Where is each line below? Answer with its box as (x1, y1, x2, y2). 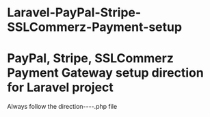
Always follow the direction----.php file (7, 103, 118, 111)
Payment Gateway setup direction (7, 65, 204, 81)
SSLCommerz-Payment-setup (7, 19, 183, 35)
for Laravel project (7, 80, 114, 95)
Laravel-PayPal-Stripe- (7, 5, 142, 21)
